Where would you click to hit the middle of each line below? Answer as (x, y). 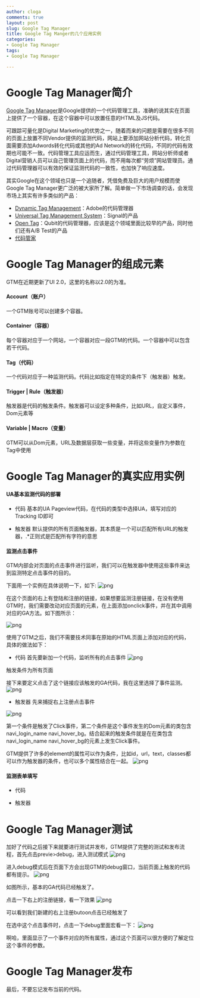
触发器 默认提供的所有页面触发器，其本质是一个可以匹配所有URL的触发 (101, 529)
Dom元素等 (20, 413)
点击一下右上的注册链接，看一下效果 (51, 900)
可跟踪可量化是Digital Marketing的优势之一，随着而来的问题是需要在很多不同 (100, 130)
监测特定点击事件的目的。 (43, 573)
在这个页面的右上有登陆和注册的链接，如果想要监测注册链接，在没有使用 (95, 598)
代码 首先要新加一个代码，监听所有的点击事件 (70, 657)
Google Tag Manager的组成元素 (85, 264)
